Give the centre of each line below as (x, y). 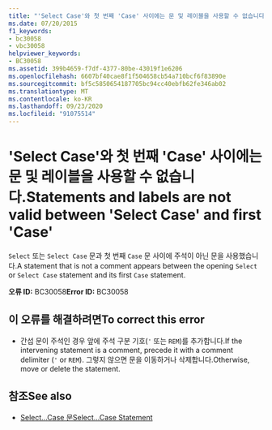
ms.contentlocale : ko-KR (50, 99)
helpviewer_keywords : (45, 54)
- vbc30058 (27, 46)
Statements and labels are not (129, 198)
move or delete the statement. (70, 368)
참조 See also (40, 396)
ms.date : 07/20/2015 (43, 24)
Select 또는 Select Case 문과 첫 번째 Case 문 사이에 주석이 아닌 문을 (116, 256)
